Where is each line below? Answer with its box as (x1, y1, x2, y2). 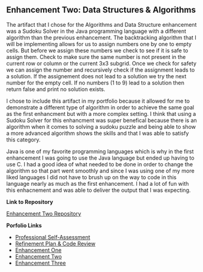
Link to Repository (6, 198, 53, 205)
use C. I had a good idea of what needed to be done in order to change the (6, 160, 193, 168)
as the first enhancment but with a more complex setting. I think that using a (6, 110, 196, 117)
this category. (6, 136, 41, 143)
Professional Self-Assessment (15, 233, 91, 240)
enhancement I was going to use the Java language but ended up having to (6, 154, 195, 161)
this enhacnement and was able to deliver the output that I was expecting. (6, 186, 191, 194)
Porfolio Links (6, 222, 42, 229)
